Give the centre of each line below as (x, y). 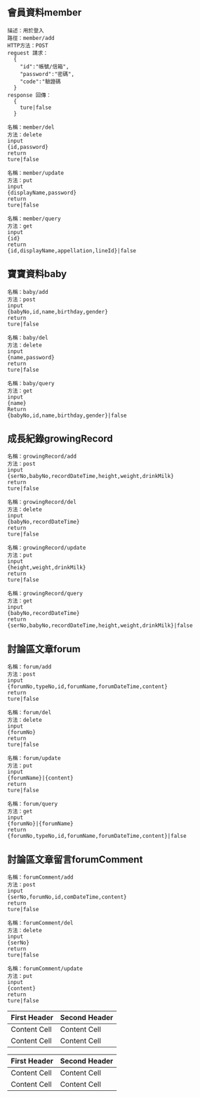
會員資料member (45, 13)
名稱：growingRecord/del (42, 502)
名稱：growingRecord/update (47, 548)
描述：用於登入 (26, 30)
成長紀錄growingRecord (60, 439)
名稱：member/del (31, 127)
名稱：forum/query (33, 804)
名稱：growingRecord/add (42, 457)
